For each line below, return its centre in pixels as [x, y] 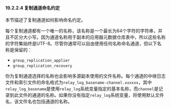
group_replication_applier [41, 61]
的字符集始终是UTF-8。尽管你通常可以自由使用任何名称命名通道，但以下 [81, 44]
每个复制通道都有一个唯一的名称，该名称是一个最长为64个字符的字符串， [82, 31]
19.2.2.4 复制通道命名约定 [33, 8]
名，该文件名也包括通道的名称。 [39, 101]
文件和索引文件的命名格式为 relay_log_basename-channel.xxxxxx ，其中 [79, 83]
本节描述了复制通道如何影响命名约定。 [45, 20]
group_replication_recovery [42, 66]
